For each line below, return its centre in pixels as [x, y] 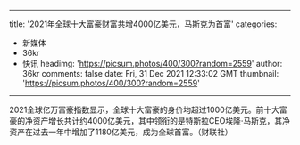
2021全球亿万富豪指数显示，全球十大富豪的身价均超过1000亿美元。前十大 [144, 109]
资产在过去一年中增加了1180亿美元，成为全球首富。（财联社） [121, 132]
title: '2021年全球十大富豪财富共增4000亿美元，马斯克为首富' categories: [143, 24]
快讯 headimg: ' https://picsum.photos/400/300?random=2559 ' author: [152, 64]
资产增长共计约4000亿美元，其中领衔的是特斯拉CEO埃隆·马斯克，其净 [161, 121]
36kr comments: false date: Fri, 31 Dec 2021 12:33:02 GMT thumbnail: [150, 73]
